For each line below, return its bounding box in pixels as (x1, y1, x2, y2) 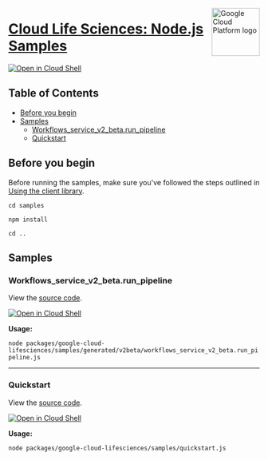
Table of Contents (8, 86, 100, 100)
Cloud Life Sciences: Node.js (8, 20, 204, 38)
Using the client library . (8, 186, 85, 196)
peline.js (8, 354, 41, 362)
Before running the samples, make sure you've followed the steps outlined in (8, 177, 260, 187)
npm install (8, 216, 48, 224)
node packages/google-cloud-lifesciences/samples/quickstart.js (8, 444, 227, 452)
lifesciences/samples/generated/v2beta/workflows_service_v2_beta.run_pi (8, 347, 259, 355)
